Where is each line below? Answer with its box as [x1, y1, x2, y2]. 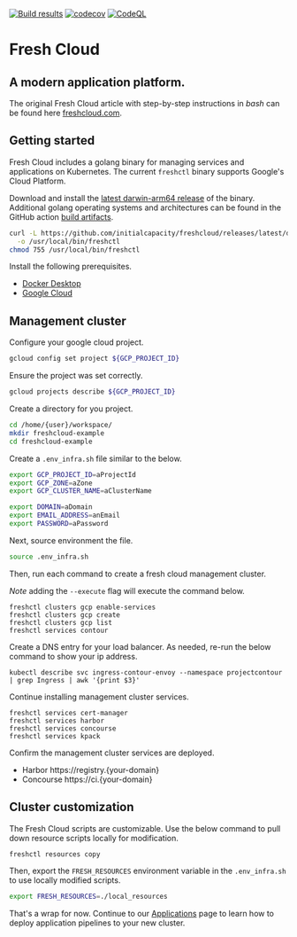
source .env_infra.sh [9, 552, 89, 561]
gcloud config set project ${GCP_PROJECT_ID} [9, 355, 179, 363]
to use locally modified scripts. [9, 875, 121, 886]
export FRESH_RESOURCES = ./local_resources [9, 892, 168, 902]
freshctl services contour [9, 626, 109, 635]
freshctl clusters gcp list [9, 618, 113, 627]
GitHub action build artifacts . [9, 211, 114, 222]
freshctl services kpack [9, 731, 101, 740]
